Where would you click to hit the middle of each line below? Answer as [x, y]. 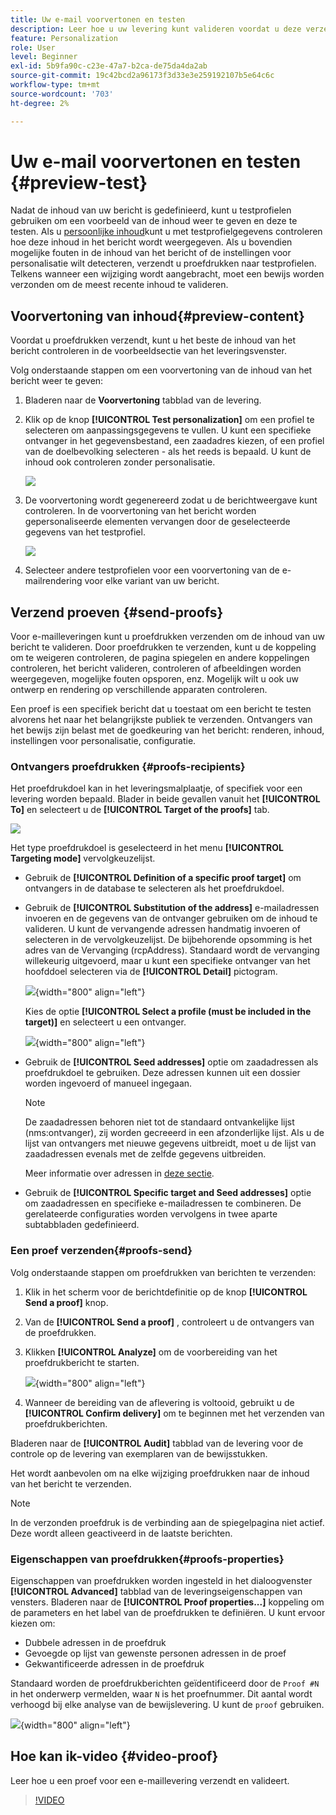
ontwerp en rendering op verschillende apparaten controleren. [139, 690]
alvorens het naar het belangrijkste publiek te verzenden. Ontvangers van [161, 720]
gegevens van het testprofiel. [85, 532]
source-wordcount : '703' [62, 94]
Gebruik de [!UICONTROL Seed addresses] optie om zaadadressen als [171, 1062]
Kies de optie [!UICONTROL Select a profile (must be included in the [168, 1012]
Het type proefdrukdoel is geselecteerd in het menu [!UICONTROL [147, 848]
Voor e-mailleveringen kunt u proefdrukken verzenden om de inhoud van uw [167, 637]
